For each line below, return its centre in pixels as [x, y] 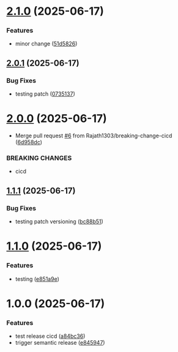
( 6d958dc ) [29, 142]
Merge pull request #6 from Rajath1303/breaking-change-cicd [94, 136]
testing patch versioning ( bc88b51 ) [59, 221]
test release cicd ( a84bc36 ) [50, 336]
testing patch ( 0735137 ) [45, 94]
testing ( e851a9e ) [37, 279]
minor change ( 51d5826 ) [46, 44]
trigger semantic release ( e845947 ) [60, 343]
